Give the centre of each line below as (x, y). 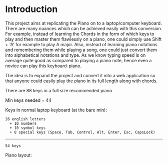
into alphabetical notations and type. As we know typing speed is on (75, 55)
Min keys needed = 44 (28, 100)
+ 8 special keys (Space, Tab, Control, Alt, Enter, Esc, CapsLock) (82, 132)
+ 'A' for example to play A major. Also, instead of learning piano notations (81, 44)
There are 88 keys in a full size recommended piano (59, 90)
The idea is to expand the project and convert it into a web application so (80, 75)
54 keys (13, 146)
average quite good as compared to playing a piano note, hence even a (78, 60)
